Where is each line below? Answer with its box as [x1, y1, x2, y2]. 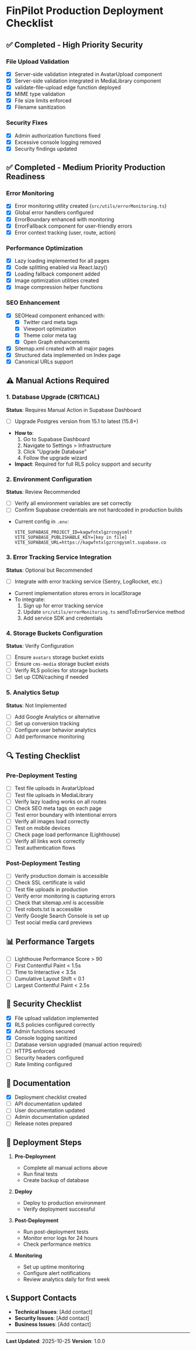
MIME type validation [14, 91, 66, 98]
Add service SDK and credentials [23, 614, 103, 621]
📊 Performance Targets [6, 937, 95, 947]
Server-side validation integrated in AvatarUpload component [14, 70, 162, 77]
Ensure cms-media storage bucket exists [14, 660, 110, 668]
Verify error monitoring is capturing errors [14, 892, 116, 899]
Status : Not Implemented [6, 702, 67, 709]
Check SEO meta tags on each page [14, 805, 102, 812]
